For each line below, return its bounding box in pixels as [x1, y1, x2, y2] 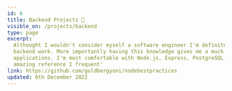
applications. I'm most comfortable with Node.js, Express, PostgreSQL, [13, 55, 227, 62]
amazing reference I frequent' [13, 61, 104, 68]
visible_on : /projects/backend [7, 23, 97, 29]
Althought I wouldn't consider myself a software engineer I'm [13, 42, 199, 49]
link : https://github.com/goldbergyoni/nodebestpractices [7, 67, 177, 74]
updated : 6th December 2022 [7, 73, 88, 81]
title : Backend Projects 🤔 [7, 16, 85, 23]
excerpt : [7, 36, 32, 42]
